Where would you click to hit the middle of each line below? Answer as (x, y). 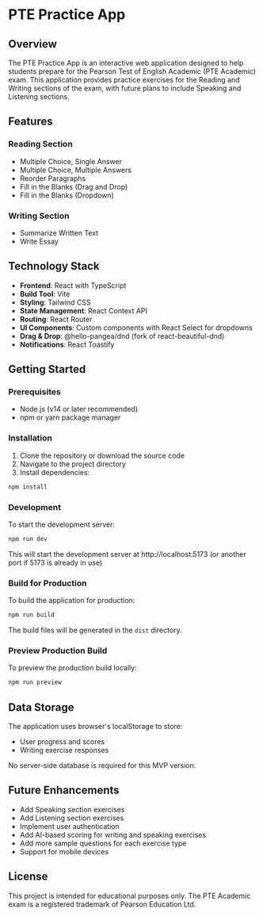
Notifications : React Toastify (67, 344)
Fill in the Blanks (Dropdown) (67, 195)
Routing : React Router (56, 319)
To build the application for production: (72, 600)
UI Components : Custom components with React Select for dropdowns (136, 328)
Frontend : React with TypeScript (73, 285)
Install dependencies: (55, 472)
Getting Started (47, 369)
